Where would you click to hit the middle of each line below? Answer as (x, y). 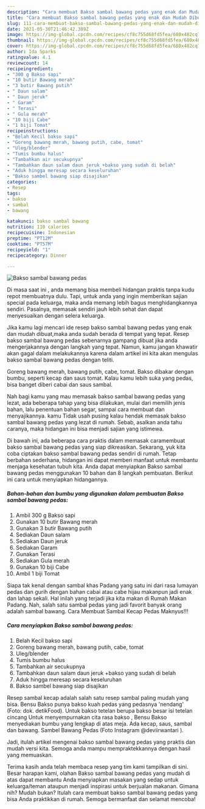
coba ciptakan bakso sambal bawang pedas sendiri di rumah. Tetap (92, 454)
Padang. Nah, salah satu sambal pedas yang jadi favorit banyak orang (94, 605)
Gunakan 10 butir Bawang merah (57, 522)
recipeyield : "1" (29, 250)
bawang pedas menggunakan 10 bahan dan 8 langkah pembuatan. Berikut (100, 473)
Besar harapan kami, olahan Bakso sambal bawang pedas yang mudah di (99, 773)
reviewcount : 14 (27, 63)
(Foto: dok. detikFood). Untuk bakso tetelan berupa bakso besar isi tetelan (100, 711)
